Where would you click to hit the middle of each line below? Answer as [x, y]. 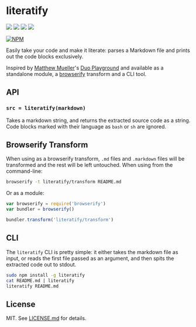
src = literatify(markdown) [46, 108]
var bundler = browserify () [40, 209]
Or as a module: [25, 193]
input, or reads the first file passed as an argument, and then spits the [90, 258]
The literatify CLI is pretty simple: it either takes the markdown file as [92, 252]
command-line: [24, 171]
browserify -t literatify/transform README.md [64, 182]
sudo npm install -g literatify [45, 275]
